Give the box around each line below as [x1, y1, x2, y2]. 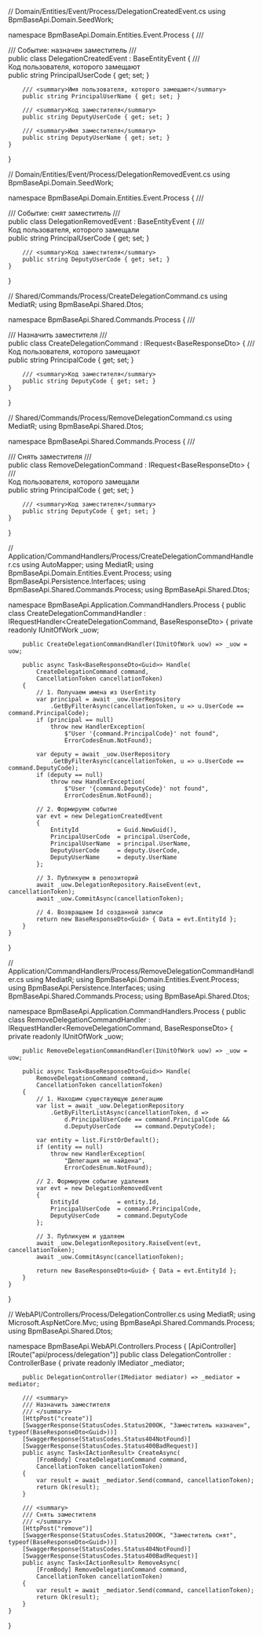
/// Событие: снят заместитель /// [8, 208, 121, 218]
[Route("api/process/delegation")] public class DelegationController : [8, 1350, 232, 1359]
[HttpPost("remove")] [22, 1525, 93, 1533]
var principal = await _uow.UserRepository [36, 695, 181, 703]
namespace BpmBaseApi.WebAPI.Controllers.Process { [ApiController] [8, 1342, 237, 1350]
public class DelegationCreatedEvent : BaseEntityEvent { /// [8, 54, 200, 63]
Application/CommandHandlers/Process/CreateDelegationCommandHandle [8, 551, 254, 561]
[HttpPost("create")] [22, 1415, 93, 1423]
